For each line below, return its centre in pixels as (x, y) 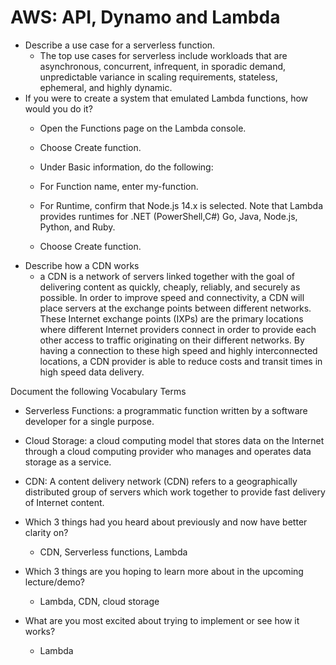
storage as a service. (68, 462)
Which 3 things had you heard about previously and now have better (166, 522)
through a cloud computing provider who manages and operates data (168, 451)
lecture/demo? (55, 582)
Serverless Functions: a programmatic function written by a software (166, 410)
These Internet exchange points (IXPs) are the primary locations (171, 318)
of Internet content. (64, 502)
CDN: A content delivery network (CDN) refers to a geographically (161, 481)
